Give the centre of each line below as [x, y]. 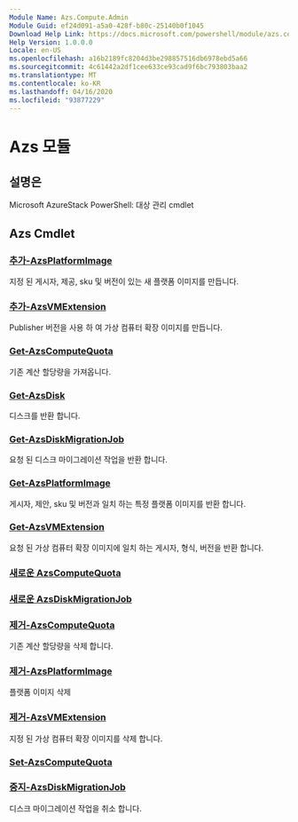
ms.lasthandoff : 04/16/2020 [61, 91]
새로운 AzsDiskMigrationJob [71, 598]
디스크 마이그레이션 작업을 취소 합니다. [75, 808]
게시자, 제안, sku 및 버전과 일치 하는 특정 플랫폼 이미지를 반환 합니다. [128, 503]
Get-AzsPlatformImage [60, 483]
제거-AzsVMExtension [58, 717]
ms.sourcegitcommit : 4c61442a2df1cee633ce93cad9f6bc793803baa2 [129, 67]
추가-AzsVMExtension [58, 306]
